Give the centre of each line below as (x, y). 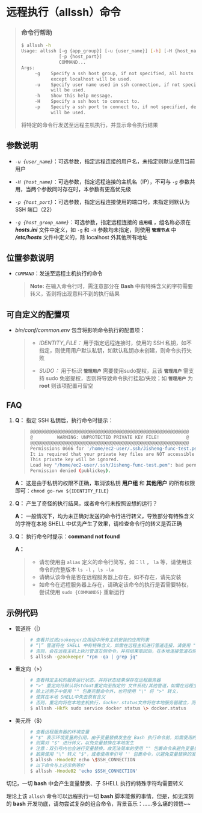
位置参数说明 (30, 258)
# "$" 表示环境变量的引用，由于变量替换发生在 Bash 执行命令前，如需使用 (111, 737)
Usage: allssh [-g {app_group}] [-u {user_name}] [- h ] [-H (96, 51)
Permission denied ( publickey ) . (70, 471)
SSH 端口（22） (35, 209)
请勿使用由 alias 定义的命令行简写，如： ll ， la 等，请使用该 (115, 562)
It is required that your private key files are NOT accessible (112, 454)
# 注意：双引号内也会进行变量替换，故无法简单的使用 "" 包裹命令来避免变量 (112, 749)
